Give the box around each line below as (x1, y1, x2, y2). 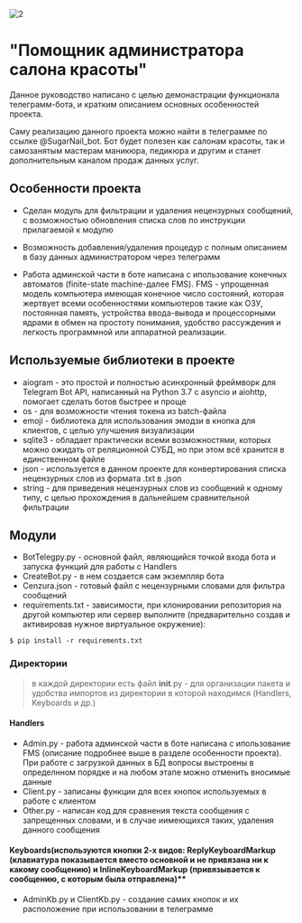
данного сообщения (22, 824, 101, 835)
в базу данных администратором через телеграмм (22, 251, 221, 262)
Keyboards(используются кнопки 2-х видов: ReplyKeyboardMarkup (9, 845, 277, 856)
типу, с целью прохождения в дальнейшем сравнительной (22, 492, 250, 503)
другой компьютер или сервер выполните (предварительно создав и (22, 609, 291, 620)
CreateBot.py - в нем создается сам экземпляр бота (22, 570, 224, 582)
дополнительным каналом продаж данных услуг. (9, 155, 200, 165)
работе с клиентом (22, 796, 96, 806)
